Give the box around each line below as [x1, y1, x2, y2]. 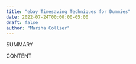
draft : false [6, 19, 38, 25]
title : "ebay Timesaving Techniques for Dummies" [6, 8, 131, 15]
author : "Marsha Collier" [6, 25, 70, 31]
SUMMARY [6, 41, 34, 48]
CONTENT [6, 52, 32, 59]
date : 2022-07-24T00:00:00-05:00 [6, 14, 89, 20]
